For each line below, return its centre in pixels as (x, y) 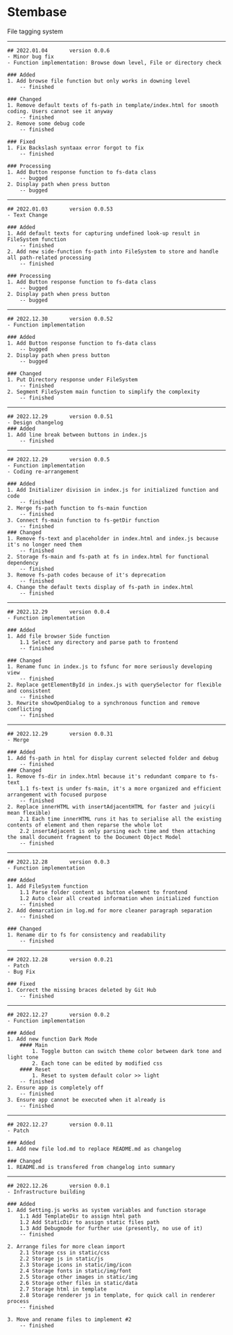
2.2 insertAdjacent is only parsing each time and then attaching (118, 831)
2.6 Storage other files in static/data (79, 1283)
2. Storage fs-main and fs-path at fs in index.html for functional (108, 556)
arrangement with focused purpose (57, 795)
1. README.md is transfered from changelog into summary (91, 1167)
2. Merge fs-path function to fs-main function (77, 508)
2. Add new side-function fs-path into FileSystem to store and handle (113, 251)
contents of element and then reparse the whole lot (85, 825)
